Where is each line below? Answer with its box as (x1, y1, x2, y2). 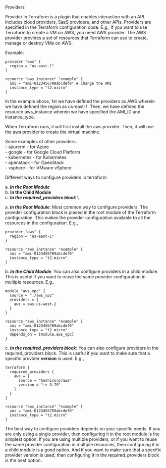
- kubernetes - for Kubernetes (5, 155, 67, 160)
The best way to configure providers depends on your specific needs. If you (5, 426, 161, 431)
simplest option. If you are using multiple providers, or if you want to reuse (5, 436, 157, 442)
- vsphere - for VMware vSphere (5, 165, 72, 170)
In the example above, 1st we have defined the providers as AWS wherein (5, 99, 155, 104)
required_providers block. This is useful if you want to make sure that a (5, 350, 150, 356)
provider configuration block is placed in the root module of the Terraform (5, 209, 156, 215)
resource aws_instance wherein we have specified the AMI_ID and (5, 109, 141, 114)
